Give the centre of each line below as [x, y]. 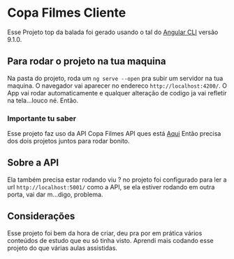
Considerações [41, 216]
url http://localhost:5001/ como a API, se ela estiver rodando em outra [111, 187]
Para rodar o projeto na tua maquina [87, 62]
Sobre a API [33, 163]
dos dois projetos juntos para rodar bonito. [69, 141]
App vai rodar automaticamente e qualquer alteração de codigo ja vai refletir [117, 93]
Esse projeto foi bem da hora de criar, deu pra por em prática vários [105, 233]
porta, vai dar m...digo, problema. [55, 194]
